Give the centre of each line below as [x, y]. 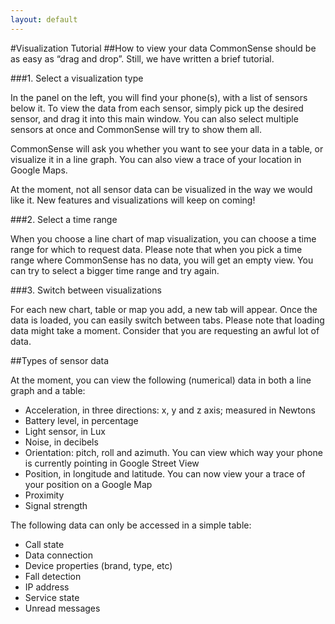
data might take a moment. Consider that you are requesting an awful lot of [165, 330]
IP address [47, 587]
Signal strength [56, 505]
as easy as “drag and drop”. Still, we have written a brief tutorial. [142, 58]
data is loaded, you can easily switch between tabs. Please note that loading [167, 320]
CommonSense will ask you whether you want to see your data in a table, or [167, 148]
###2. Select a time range [64, 219]
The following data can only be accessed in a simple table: [131, 525]
